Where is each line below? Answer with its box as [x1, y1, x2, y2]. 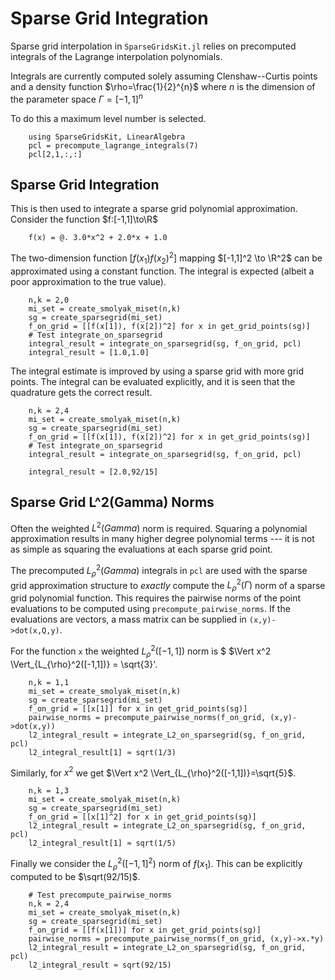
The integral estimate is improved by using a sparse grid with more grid [10, 365, 305, 377]
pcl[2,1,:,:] [28, 149, 83, 159]
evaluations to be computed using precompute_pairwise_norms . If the [10, 603, 291, 615]
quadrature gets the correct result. [10, 386, 153, 398]
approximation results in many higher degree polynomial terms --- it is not [10, 533, 315, 545]
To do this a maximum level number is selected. [10, 112, 207, 124]
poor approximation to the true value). [10, 275, 167, 287]
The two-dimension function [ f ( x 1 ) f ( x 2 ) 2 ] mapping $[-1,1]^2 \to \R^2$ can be [10, 250, 323, 266]
